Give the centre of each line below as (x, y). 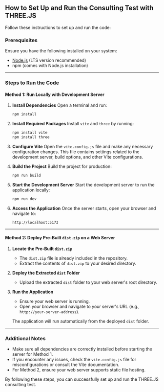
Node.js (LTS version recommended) (49, 60)
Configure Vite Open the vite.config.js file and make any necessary (82, 146)
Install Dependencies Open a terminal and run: (60, 105)
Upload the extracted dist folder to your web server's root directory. (88, 282)
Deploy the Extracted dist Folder (46, 273)
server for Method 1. (32, 354)
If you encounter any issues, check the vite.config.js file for (74, 360)
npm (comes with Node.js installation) (50, 66)
